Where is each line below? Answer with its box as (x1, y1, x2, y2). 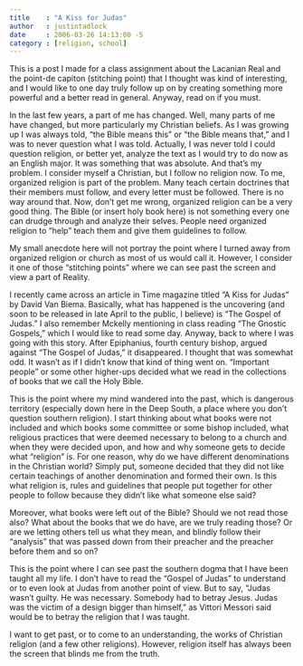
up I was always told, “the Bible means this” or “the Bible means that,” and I (9, 129, 290, 140)
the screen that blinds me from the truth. (9, 649, 160, 660)
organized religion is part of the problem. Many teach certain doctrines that (9, 178, 289, 188)
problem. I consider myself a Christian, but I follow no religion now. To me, (9, 168, 286, 179)
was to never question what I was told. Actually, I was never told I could (9, 139, 276, 150)
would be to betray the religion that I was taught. (9, 612, 190, 623)
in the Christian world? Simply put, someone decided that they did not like (9, 461, 285, 472)
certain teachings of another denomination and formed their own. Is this (9, 470, 278, 481)
